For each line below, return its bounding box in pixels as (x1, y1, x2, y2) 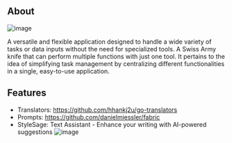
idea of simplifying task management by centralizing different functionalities (7, 59, 224, 68)
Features (7, 87, 47, 99)
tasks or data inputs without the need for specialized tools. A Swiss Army (7, 44, 217, 53)
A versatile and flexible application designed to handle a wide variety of (7, 37, 212, 46)
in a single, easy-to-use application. (7, 67, 110, 75)
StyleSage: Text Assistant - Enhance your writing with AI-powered (17, 120, 207, 128)
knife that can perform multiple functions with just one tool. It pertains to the (7, 52, 226, 60)
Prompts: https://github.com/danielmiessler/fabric (17, 112, 160, 121)
